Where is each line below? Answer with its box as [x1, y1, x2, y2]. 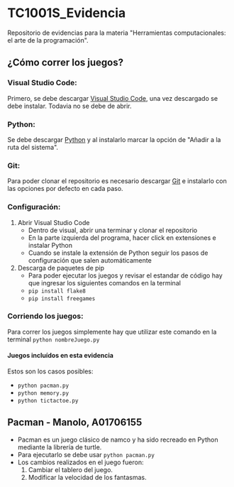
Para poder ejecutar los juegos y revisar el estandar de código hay [28, 271, 223, 280]
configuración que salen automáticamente [28, 256, 152, 264]
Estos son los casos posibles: [7, 367, 94, 376]
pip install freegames [28, 295, 96, 302]
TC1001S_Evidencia [7, 5, 126, 21]
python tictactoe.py [17, 398, 79, 405]
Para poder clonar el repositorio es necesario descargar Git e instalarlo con [7, 177, 227, 185]
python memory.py [17, 390, 69, 397]
